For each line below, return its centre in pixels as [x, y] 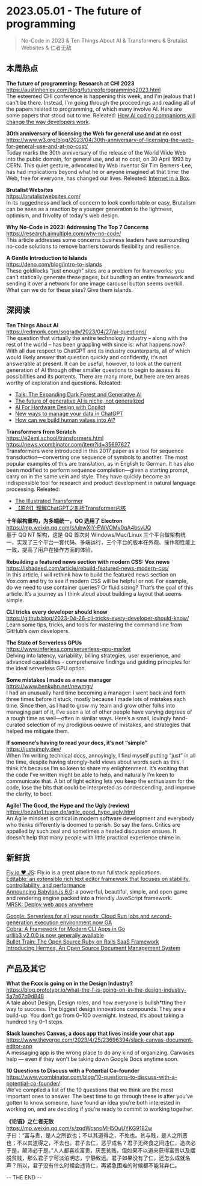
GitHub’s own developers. [38, 631]
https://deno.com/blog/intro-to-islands [54, 264]
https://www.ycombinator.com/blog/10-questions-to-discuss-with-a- [92, 1077]
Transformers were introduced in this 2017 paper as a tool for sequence [95, 451]
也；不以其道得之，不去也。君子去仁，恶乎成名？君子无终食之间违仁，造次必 [101, 1143]
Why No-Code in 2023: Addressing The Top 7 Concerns [78, 227]
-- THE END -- [24, 1178]
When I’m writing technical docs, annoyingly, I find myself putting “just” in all [101, 755]
